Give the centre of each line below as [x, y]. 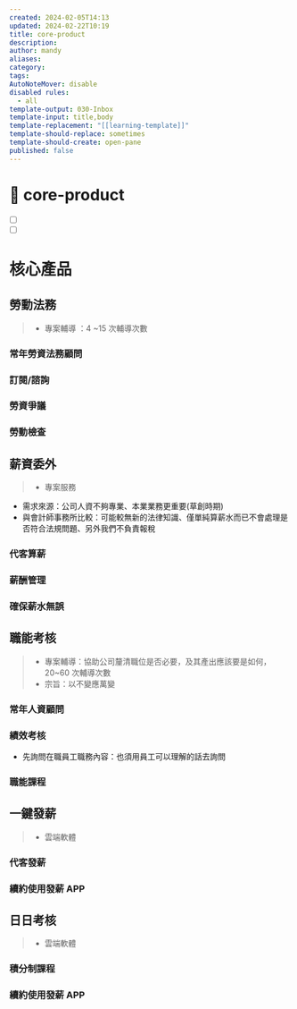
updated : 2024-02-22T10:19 [59, 26]
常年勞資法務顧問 [46, 353]
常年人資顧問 [37, 709]
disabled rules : [39, 92]
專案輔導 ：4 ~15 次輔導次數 [96, 328]
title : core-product [48, 34]
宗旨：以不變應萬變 [80, 683]
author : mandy [36, 51]
